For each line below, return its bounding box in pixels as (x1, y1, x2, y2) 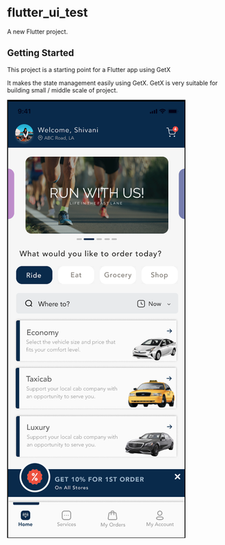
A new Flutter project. (7, 27, 68, 36)
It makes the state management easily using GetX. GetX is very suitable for (7, 79, 218, 87)
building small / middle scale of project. (7, 86, 118, 94)
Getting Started (7, 47, 75, 59)
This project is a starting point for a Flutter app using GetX (7, 65, 171, 73)
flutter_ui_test (7, 5, 88, 21)
